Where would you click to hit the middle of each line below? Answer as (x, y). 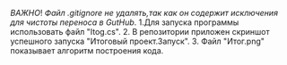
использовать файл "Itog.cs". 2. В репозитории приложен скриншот (140, 32)
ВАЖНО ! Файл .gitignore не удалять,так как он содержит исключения (144, 13)
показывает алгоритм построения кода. (87, 51)
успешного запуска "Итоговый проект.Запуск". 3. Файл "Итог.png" (138, 41)
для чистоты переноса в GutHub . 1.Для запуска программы (125, 22)
